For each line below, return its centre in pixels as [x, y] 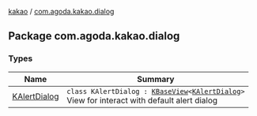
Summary [156, 79]
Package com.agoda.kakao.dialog [94, 36]
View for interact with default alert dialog [142, 100]
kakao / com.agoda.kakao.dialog [61, 11]
